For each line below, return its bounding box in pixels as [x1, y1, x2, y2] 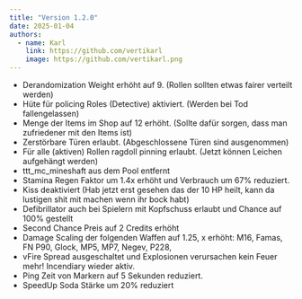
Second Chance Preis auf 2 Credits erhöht [22, 223, 180, 233]
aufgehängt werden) [22, 156, 99, 166]
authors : [9, 30, 42, 39]
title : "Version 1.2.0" [9, 13, 99, 22]
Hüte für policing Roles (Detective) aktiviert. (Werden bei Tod [22, 99, 249, 109]
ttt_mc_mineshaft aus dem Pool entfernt [22, 165, 171, 176]
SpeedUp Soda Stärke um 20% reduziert [22, 280, 174, 290]
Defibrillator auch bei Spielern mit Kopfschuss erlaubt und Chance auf [22, 204, 282, 214]
